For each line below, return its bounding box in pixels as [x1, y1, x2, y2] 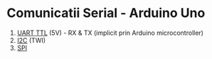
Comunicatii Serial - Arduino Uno [6, 5, 206, 21]
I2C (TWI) [16, 36, 46, 44]
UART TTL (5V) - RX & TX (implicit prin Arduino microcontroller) [16, 28, 204, 37]
